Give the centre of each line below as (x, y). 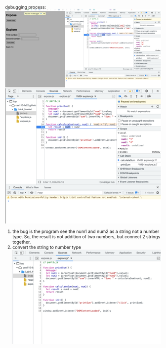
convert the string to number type (47, 247)
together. (21, 242)
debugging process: (25, 7)
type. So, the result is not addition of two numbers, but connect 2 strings (86, 236)
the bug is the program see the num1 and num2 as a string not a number (86, 231)
